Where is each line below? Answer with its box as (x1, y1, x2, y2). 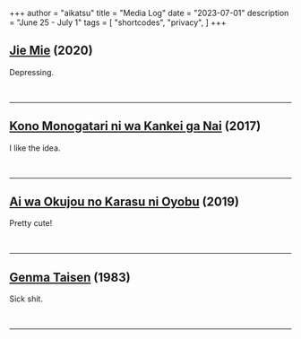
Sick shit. (9, 293, 43, 304)
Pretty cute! (9, 218, 53, 229)
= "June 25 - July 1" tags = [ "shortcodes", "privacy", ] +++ (9, 17, 227, 28)
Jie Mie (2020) (9, 43, 93, 58)
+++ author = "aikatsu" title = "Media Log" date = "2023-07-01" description (9, 8, 289, 18)
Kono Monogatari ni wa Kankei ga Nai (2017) (9, 118, 262, 134)
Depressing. (9, 66, 55, 77)
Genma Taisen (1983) (9, 269, 132, 285)
